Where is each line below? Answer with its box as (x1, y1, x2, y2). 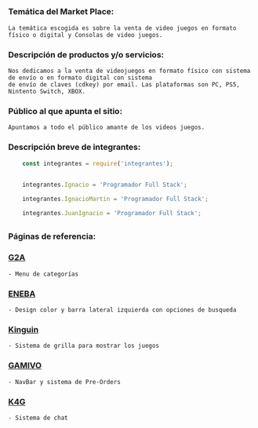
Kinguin (8, 324, 39, 335)
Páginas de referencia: (8, 231, 96, 242)
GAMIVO (8, 360, 42, 371)
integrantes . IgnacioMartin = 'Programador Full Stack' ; (22, 196, 209, 203)
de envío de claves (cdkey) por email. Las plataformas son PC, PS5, (8, 81, 241, 89)
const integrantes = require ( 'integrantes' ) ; (22, 159, 174, 167)
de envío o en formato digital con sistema (8, 74, 153, 82)
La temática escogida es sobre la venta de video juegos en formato (8, 24, 237, 32)
